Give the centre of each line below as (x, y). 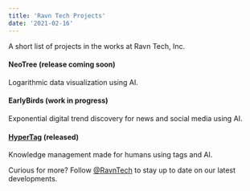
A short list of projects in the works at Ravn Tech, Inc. (97, 46)
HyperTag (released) (43, 136)
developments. (33, 179)
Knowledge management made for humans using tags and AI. (111, 155)
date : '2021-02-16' (41, 23)
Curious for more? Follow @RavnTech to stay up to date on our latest (122, 170)
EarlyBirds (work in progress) (58, 100)
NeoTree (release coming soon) (62, 64)
